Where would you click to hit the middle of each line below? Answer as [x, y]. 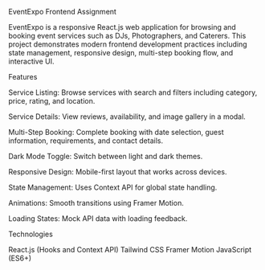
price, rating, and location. [52, 101]
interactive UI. [31, 61]
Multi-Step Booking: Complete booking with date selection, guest [116, 132]
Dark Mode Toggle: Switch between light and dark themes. [106, 156]
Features [23, 77]
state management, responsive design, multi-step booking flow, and [121, 53]
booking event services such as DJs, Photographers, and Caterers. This [127, 36]
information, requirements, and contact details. [86, 141]
